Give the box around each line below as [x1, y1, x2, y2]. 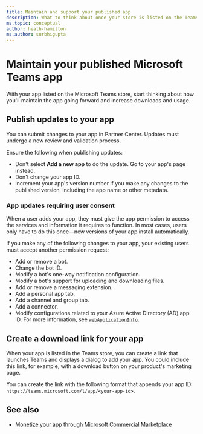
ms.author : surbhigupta [6, 32, 66, 38]
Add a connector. [14, 303, 59, 310]
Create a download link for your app [6, 333, 144, 344]
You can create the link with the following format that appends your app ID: [6, 380, 193, 388]
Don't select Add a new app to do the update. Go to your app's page [14, 160, 186, 167]
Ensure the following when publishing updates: [6, 149, 123, 156]
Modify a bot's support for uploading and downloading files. [14, 277, 165, 285]
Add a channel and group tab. [14, 296, 89, 304]
